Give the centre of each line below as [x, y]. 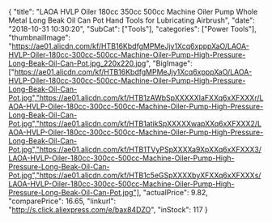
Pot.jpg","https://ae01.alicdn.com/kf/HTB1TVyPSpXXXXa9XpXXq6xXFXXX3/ [135, 149]
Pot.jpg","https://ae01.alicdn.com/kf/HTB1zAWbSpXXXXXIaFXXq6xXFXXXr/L [136, 98]
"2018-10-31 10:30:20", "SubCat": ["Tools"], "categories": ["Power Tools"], [132, 29]
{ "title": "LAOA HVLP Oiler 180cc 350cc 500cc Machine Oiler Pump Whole [133, 12]
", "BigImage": [169, 63]
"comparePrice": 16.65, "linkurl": [62, 201]
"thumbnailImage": [40, 37]
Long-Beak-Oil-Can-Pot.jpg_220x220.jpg [77, 63]
